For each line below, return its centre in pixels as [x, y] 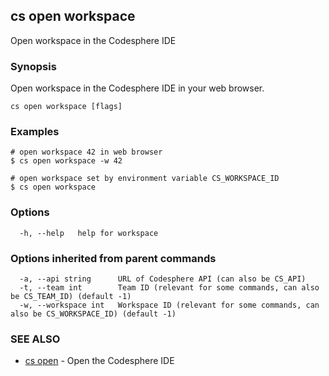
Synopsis [33, 66]
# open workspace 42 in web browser [86, 152]
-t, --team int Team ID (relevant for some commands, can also [169, 288]
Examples [35, 132]
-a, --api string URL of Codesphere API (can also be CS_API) [163, 279]
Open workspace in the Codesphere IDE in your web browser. [137, 88]
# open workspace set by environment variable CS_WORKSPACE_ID [145, 179]
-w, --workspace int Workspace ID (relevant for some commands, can [169, 305]
